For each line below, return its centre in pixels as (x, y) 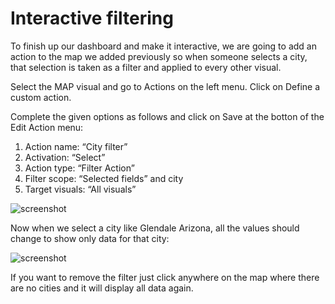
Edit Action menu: (47, 127)
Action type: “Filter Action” (79, 168)
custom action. (41, 97)
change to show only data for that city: (90, 238)
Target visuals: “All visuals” (80, 189)
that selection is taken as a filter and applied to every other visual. (146, 67)
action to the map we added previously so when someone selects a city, (159, 56)
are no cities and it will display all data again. (102, 288)
